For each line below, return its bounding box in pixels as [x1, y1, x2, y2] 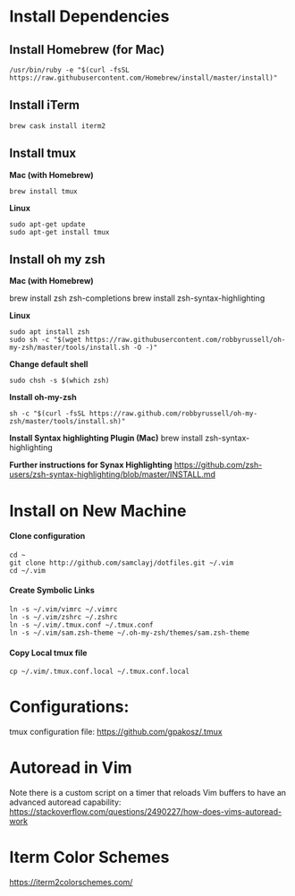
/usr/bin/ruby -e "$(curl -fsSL [9, 65, 130, 74]
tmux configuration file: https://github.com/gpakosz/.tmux [9, 727, 223, 738]
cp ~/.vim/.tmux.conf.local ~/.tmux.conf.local [9, 667, 190, 677]
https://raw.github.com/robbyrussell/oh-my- [88, 409, 257, 418]
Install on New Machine [9, 500, 187, 521]
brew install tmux [9, 186, 78, 196]
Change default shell [9, 359, 88, 370]
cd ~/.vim [9, 566, 46, 575]
